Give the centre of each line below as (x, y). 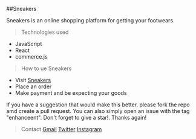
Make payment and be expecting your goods (71, 93)
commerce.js (31, 57)
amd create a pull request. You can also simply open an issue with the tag (98, 111)
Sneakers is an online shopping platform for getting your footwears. (90, 20)
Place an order (33, 86)
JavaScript (28, 44)
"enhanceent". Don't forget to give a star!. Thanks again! (77, 118)
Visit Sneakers (33, 80)
